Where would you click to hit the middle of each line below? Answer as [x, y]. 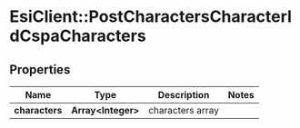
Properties [40, 69]
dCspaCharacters [78, 36]
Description [184, 95]
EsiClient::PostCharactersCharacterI [151, 17]
